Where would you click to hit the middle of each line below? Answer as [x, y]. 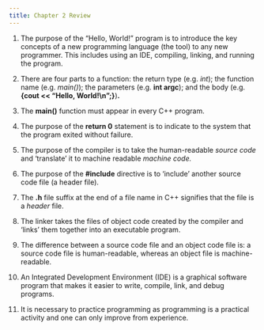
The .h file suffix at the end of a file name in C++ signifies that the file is [137, 197]
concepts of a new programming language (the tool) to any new [124, 46]
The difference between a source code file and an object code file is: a [136, 245]
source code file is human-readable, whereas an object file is [120, 253]
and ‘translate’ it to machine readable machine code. [106, 158]
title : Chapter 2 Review [50, 15]
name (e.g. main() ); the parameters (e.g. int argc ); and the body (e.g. [133, 87]
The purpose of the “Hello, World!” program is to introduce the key [129, 38]
